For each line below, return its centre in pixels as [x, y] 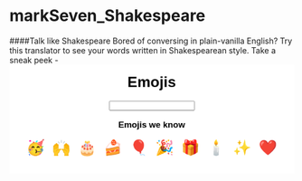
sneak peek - [34, 60]
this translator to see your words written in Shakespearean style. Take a [143, 50]
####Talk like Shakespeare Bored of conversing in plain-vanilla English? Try [151, 41]
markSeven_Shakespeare [108, 16]
